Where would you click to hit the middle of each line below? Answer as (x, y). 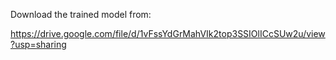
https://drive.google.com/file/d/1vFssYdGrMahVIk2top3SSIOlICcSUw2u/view (168, 33)
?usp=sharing (38, 44)
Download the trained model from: (81, 14)
